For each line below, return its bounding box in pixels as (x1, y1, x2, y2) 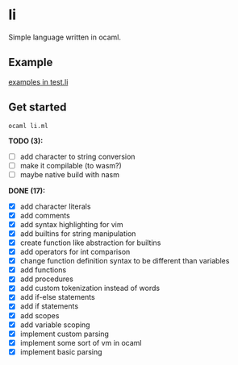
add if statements (19, 301, 79, 311)
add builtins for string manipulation (19, 228, 136, 238)
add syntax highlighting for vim (19, 219, 123, 229)
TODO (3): (8, 135, 44, 146)
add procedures (19, 274, 74, 284)
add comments (19, 210, 70, 220)
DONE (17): (8, 185, 46, 195)
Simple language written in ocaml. (8, 32, 121, 42)
